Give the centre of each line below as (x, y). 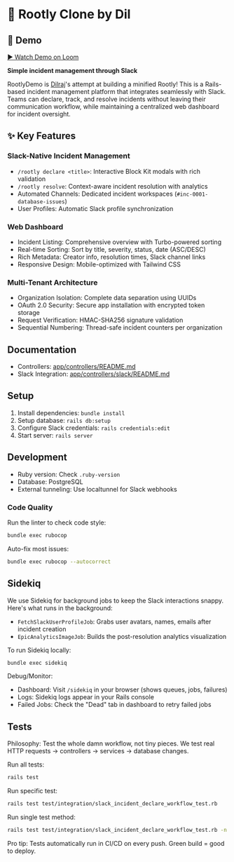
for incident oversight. (39, 114)
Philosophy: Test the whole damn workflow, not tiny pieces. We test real (111, 743)
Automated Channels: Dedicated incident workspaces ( (97, 194)
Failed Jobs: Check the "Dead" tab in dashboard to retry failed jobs (114, 705)
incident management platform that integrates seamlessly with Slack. (126, 92)
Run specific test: (33, 791)
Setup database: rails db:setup (64, 420)
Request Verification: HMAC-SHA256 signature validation (100, 320)
